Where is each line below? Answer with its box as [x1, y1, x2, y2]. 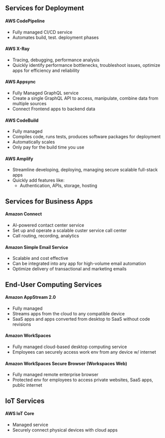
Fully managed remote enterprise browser [12, 372, 98, 378]
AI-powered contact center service [12, 222, 84, 228]
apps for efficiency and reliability [12, 67, 80, 73]
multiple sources [12, 101, 47, 106]
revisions [12, 321, 31, 327]
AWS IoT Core [5, 411, 35, 417]
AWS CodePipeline [5, 17, 45, 24]
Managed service [12, 422, 49, 428]
